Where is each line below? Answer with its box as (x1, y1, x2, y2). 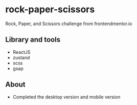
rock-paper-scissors (5, 4, 95, 15)
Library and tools (5, 35, 60, 44)
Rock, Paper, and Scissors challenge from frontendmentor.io (5, 20, 132, 27)
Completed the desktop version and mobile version (12, 94, 121, 100)
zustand (12, 54, 30, 60)
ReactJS (12, 49, 31, 55)
